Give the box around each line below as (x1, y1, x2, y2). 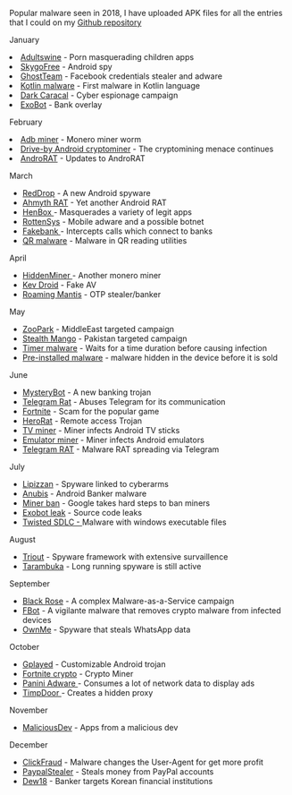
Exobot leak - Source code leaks (21, 508, 143, 517)
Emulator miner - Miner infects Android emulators (21, 434, 205, 445)
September (9, 578, 51, 589)
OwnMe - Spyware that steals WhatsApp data (21, 624, 191, 635)
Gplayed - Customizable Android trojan (21, 659, 166, 670)
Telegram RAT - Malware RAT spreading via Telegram (21, 444, 220, 455)
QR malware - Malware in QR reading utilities (21, 235, 188, 245)
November (9, 705, 48, 715)
